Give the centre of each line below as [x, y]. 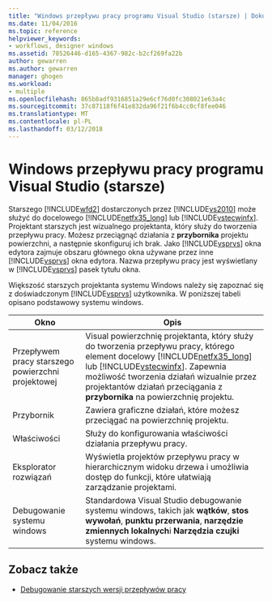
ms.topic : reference [43, 31]
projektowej [35, 381]
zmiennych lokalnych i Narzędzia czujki [162, 531]
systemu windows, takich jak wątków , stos [167, 510]
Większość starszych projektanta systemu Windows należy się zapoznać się [136, 285]
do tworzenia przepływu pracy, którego [160, 346]
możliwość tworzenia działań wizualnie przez [171, 376]
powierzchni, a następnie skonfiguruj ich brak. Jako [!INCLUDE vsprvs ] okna [135, 243]
